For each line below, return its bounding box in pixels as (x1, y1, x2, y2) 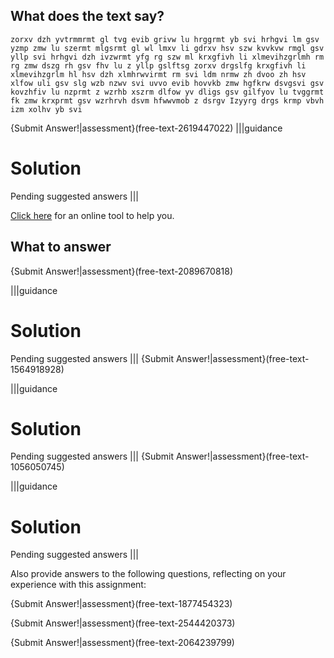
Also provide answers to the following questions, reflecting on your (10, 568, 287, 580)
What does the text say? (10, 8, 165, 25)
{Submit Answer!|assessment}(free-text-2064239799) (10, 637, 235, 649)
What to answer (10, 239, 112, 256)
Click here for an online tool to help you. (10, 209, 175, 221)
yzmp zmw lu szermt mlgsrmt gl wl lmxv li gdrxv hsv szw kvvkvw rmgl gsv (10, 43, 325, 53)
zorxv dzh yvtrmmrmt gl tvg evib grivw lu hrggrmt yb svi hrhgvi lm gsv (10, 34, 320, 44)
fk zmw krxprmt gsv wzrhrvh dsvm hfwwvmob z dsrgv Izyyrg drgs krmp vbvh (10, 95, 325, 106)
